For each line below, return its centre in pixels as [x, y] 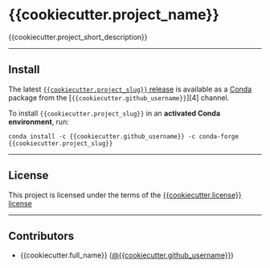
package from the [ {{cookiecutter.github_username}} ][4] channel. [119, 97]
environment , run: [39, 121]
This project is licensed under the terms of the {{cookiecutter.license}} [125, 195]
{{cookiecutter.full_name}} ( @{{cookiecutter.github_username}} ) [127, 255]
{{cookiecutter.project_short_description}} [78, 37]
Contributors [41, 236]
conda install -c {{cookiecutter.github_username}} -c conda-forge [124, 136]
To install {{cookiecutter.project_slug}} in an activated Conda [115, 113]
